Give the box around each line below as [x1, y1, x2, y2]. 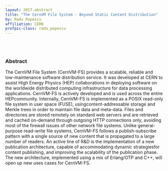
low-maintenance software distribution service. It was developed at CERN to [5, 74, 163, 80]
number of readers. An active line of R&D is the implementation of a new [5, 139, 154, 145]
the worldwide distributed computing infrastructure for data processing [5, 85, 152, 91]
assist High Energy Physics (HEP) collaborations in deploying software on [5, 80, 157, 86]
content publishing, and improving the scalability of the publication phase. [5, 149, 158, 155]
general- [137, 123, 155, 129]
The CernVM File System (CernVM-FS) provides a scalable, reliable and [5, 69, 153, 75]
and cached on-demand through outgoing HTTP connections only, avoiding [5, 117, 161, 123]
